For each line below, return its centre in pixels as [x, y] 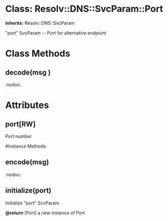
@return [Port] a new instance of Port [45, 213]
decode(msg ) [28, 72]
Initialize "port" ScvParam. [33, 203]
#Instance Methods [26, 146]
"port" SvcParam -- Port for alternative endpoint [56, 33]
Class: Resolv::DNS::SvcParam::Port [84, 9]
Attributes [27, 105]
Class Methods [38, 54]
